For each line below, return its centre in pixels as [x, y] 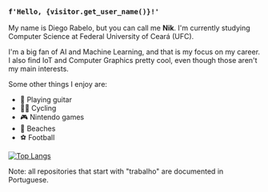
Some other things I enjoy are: [58, 84]
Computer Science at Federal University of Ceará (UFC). [101, 37]
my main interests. [39, 69]
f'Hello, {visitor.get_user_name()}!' [84, 12]
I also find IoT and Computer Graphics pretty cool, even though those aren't [133, 61]
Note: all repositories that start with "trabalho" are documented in [116, 171]
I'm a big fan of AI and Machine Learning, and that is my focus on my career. [134, 52]
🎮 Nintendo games [52, 117]
